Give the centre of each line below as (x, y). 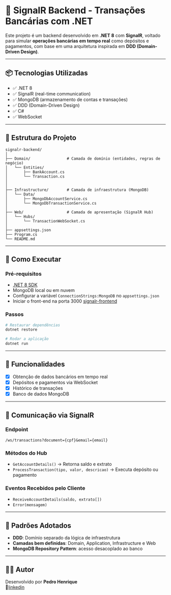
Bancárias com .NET (49, 21)
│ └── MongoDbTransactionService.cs (51, 203)
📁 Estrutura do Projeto (41, 138)
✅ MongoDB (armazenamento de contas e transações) (70, 100)
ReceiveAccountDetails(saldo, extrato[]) (57, 500)
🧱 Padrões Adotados (38, 525)
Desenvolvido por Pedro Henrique (41, 582)
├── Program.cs (21, 234)
